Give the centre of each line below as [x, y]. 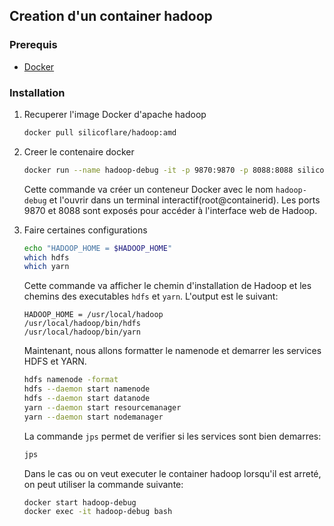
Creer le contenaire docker [79, 151]
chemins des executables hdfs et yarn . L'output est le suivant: [151, 296]
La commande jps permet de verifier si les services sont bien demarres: [172, 436]
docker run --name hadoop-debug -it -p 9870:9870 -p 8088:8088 [158, 170]
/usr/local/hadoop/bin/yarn [82, 332]
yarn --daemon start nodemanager [93, 417]
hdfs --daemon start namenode [87, 389]
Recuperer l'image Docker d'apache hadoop [115, 114]
